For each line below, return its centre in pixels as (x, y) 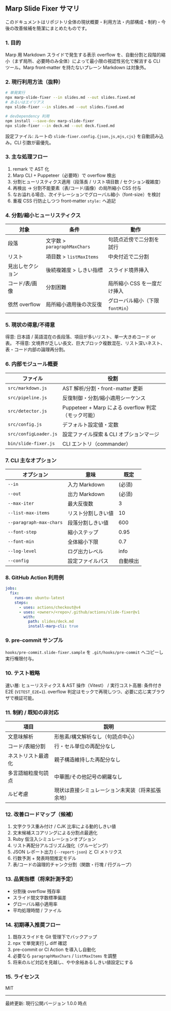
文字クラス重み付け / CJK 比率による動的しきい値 (64, 827)
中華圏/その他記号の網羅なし (88, 777)
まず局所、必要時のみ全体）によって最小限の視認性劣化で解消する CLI (87, 61)
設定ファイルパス (88, 561)
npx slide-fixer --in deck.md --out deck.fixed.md (60, 126)
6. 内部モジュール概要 (32, 364)
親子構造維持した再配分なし (87, 760)
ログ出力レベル (85, 552)
